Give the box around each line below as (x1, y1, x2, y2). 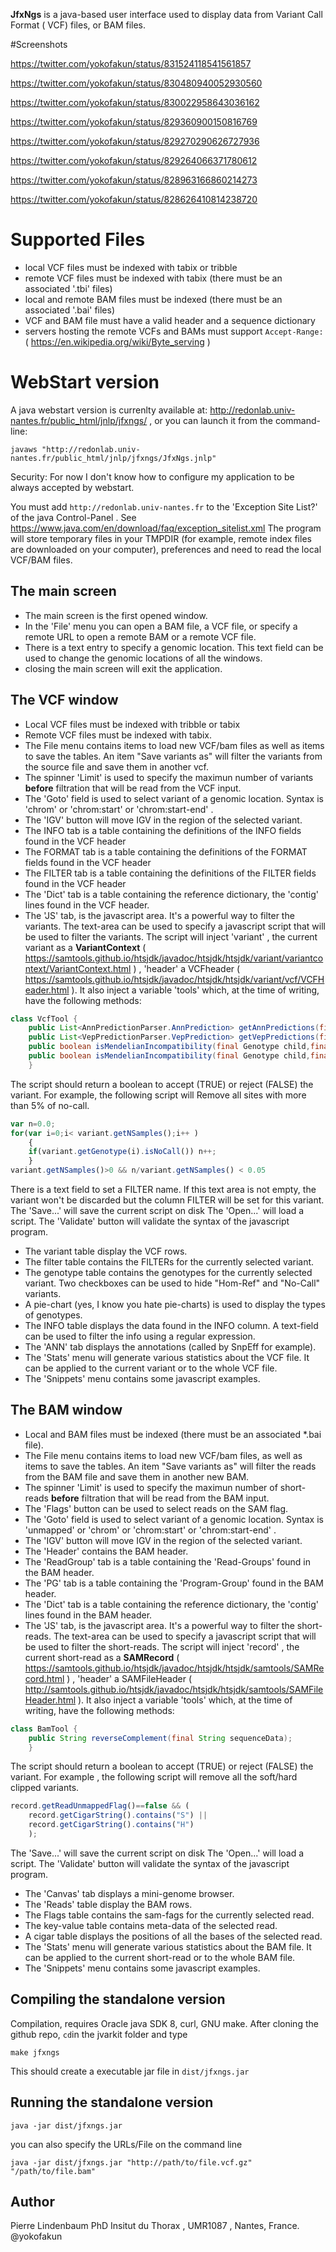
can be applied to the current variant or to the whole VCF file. (24, 1362, 278, 1374)
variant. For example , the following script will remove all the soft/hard (10, 1771, 298, 1783)
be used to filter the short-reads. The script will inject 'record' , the (24, 1640, 300, 1653)
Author (10, 2193, 55, 2210)
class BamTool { (10, 1724, 78, 1734)
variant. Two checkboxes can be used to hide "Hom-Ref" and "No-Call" (24, 1277, 321, 1289)
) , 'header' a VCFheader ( (133, 962, 241, 974)
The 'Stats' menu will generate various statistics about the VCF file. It (24, 1352, 310, 1363)
